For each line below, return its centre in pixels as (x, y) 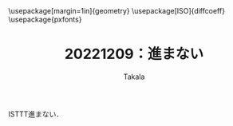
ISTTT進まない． (36, 114)
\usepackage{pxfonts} (45, 19)
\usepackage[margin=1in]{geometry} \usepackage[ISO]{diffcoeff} (117, 11)
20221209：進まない (134, 54)
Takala (134, 77)
